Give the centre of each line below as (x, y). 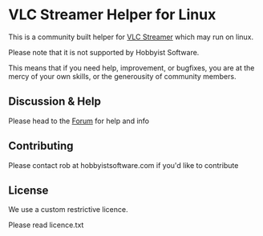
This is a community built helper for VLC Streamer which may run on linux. (131, 37)
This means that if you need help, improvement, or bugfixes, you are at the (131, 68)
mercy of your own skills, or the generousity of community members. (122, 76)
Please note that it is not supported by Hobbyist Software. (104, 52)
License (28, 190)
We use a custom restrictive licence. (68, 210)
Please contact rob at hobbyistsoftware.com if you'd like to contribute (123, 165)
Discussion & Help (55, 102)
